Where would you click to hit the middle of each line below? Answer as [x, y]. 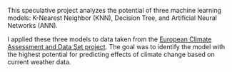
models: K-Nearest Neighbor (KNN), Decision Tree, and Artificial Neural [112, 18]
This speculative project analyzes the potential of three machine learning [115, 10]
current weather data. [39, 62]
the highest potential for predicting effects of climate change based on [111, 54]
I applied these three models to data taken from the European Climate [110, 39]
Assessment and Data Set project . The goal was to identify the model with [116, 47]
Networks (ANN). [33, 25]
